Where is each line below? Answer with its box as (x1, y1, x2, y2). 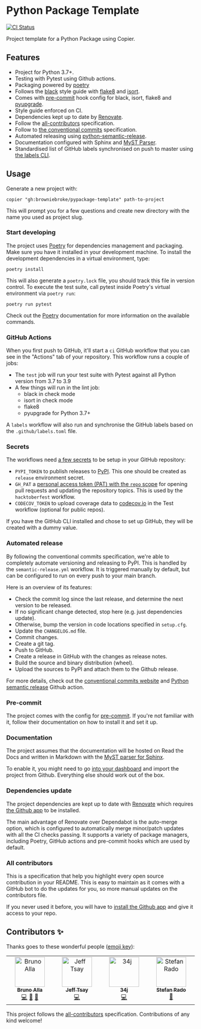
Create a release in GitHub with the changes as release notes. (14, 652, 167, 660)
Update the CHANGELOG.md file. (14, 627, 87, 634)
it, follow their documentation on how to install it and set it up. (6, 718, 158, 726)
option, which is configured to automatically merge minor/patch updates (6, 824, 184, 832)
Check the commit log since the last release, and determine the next (14, 595, 184, 603)
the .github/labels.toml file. (6, 428, 78, 435)
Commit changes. (14, 633, 59, 640)
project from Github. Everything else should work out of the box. (6, 771, 165, 779)
